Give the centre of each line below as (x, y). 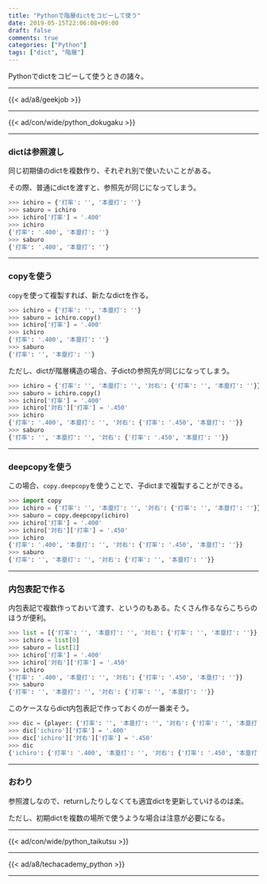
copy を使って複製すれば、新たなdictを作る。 (81, 295)
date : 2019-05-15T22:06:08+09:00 (64, 23)
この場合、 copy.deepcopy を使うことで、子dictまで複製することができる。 (128, 486)
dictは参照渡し (37, 152)
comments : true (33, 38)
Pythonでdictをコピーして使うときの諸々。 (78, 76)
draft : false (30, 30)
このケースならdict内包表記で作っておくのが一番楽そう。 (101, 708)
